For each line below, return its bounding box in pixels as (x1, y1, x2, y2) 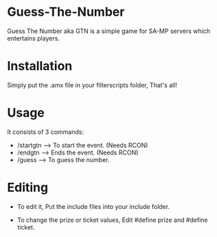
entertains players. (7, 34, 60, 42)
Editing (7, 180, 49, 195)
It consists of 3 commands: (7, 128, 84, 136)
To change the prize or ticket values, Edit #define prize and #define (16, 216, 208, 224)
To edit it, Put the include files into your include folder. (16, 202, 170, 210)
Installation (7, 58, 73, 74)
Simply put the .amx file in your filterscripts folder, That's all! (7, 80, 177, 89)
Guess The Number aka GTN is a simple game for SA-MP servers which (7, 27, 211, 35)
